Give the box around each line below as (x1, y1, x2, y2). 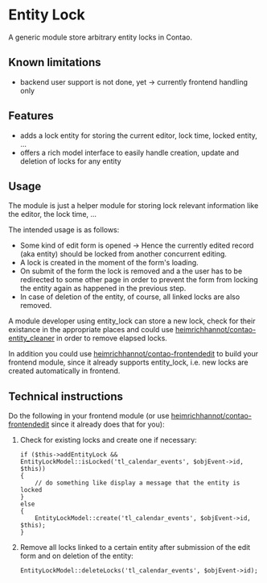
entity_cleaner (8, 333, 55, 344)
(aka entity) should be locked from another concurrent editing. (19, 249, 228, 259)
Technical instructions (8, 389, 123, 403)
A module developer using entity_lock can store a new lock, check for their (8, 316, 256, 326)
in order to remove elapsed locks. (55, 333, 167, 344)
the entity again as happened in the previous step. (19, 284, 187, 294)
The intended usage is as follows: (8, 225, 120, 235)
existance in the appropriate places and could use (8, 325, 175, 335)
